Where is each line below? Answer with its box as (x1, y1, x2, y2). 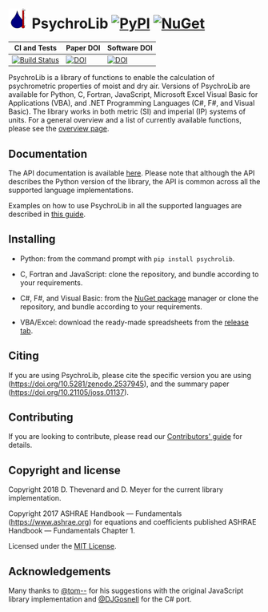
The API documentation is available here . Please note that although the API (8, 168, 255, 178)
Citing (8, 349, 39, 363)
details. (8, 441, 33, 450)
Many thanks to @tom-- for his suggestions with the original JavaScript (8, 586, 244, 596)
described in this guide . (8, 209, 86, 219)
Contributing (8, 411, 74, 425)
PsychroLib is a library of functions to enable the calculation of (8, 73, 215, 83)
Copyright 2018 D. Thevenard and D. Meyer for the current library (8, 485, 224, 494)
